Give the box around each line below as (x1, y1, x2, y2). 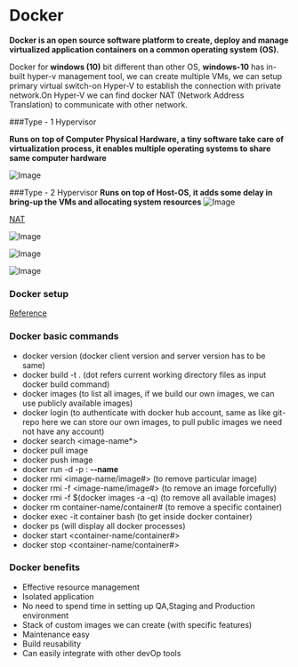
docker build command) (21, 379, 110, 390)
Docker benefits (9, 561, 80, 574)
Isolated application (21, 591, 95, 601)
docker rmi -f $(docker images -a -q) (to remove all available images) (21, 492, 278, 502)
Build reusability (21, 638, 82, 649)
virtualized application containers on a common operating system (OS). (9, 44, 279, 54)
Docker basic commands (9, 330, 119, 342)
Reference (9, 308, 47, 318)
